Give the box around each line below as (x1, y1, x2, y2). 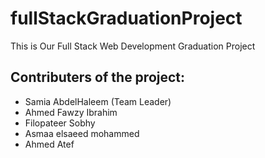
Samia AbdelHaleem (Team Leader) (24, 95, 172, 107)
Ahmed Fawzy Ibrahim (24, 106, 118, 118)
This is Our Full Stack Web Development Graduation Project (10, 40, 256, 52)
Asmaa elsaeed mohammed (24, 127, 140, 139)
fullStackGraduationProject (10, 7, 243, 30)
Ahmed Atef (24, 138, 75, 150)
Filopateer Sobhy (24, 117, 96, 129)
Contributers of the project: (10, 69, 186, 86)
